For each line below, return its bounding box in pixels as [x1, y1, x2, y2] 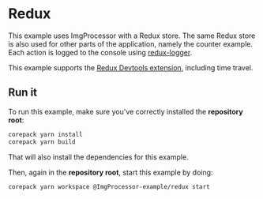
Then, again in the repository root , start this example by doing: [8, 167, 213, 177]
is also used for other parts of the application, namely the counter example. [8, 39, 254, 48]
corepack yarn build [8, 137, 77, 146]
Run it [8, 86, 38, 99]
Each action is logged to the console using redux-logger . [8, 47, 193, 57]
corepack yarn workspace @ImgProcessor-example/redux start [8, 182, 211, 190]
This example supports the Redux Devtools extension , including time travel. [8, 62, 254, 72]
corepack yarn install [8, 130, 83, 138]
